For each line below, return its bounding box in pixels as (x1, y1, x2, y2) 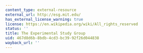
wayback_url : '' (5, 40, 40, 45)
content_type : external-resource (5, 7, 77, 13)
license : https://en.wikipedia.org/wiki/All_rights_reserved (5, 21, 138, 27)
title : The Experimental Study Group (5, 31, 86, 36)
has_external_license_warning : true (5, 17, 83, 22)
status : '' (5, 26, 29, 31)
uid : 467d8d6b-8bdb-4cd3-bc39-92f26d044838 (5, 36, 100, 41)
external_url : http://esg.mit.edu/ (5, 12, 81, 17)
